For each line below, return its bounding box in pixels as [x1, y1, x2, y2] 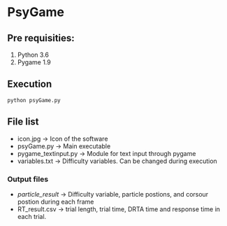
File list [7, 116, 40, 128]
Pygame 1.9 [17, 58, 51, 66]
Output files [7, 174, 49, 184]
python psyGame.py [7, 97, 61, 104]
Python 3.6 [17, 50, 49, 59]
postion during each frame [17, 197, 94, 206]
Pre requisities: [7, 32, 75, 44]
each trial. [17, 212, 47, 220]
